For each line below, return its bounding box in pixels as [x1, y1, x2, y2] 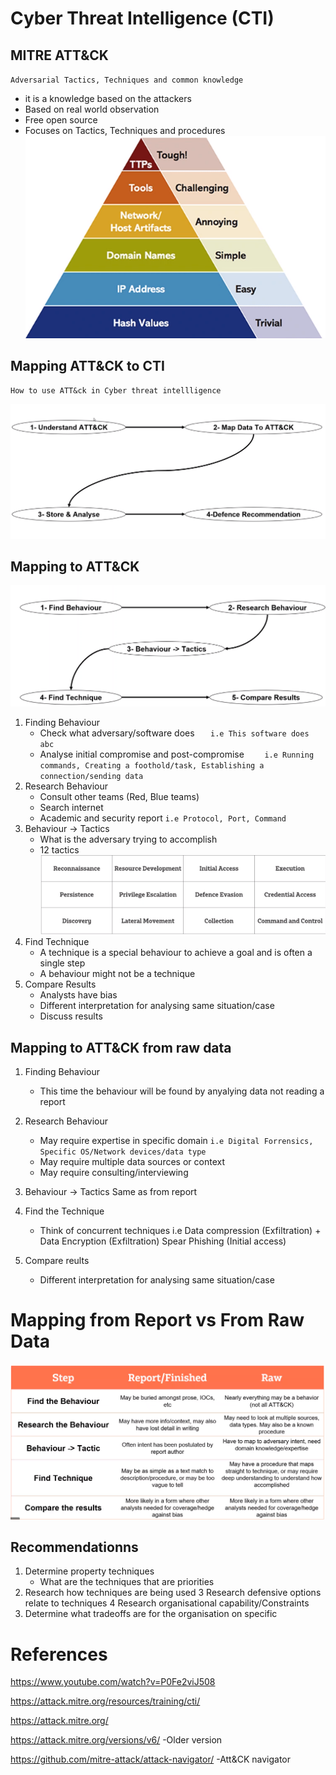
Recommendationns [10, 1538, 139, 1556]
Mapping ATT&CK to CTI [10, 358, 165, 375]
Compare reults [24, 1255, 90, 1267]
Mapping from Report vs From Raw [10, 1309, 305, 1332]
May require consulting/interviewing [39, 1167, 189, 1179]
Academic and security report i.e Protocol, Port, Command [39, 812, 287, 824]
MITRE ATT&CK [10, 47, 109, 64]
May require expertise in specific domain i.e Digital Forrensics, [39, 1135, 314, 1147]
